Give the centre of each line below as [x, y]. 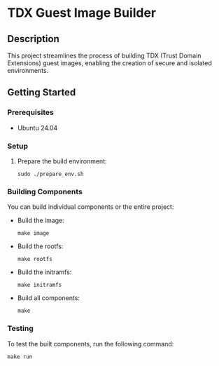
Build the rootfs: [40, 246]
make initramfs [40, 285]
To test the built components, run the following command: [91, 344]
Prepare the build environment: [62, 161]
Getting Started [42, 93]
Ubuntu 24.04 [37, 128]
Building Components [45, 191]
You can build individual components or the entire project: [91, 207]
